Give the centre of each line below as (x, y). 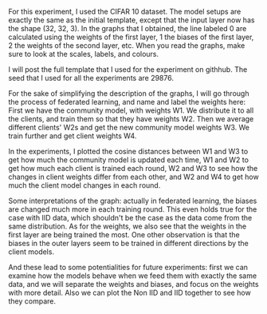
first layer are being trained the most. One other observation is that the (124, 235)
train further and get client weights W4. (73, 136)
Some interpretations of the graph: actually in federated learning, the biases (133, 201)
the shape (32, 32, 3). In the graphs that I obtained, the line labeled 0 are (128, 28)
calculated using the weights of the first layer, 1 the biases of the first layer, (131, 37)
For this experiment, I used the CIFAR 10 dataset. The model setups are (125, 12)
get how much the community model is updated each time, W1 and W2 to (129, 160)
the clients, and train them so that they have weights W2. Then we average (131, 119)
